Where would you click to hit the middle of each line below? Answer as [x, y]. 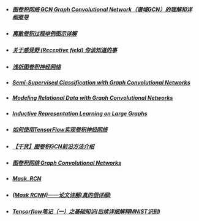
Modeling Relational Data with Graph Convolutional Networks [92, 98]
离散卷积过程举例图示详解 [44, 33]
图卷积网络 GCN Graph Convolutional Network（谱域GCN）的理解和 [99, 9]
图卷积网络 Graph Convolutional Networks [67, 163]
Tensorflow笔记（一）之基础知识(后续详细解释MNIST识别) [86, 212]
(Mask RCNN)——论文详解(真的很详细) [62, 195]
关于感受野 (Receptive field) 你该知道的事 [65, 50]
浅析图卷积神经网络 [36, 67]
